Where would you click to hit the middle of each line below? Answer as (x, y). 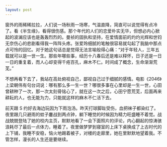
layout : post (19, 10)
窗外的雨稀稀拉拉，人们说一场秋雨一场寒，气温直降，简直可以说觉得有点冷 (81, 24)
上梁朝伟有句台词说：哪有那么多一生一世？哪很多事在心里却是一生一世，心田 (83, 85)
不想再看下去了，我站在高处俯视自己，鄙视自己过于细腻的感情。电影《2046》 (83, 79)
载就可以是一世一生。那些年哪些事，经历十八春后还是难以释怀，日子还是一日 (83, 56)
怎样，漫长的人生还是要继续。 (40, 139)
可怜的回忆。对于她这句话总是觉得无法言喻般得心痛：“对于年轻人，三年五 (84, 49)
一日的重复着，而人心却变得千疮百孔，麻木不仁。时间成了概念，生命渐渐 (79, 62)
